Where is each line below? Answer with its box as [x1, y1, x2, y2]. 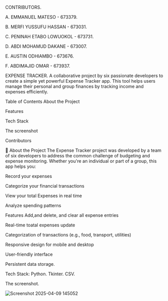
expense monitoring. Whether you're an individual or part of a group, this [5, 158, 157, 164]
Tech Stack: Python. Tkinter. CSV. [5, 271, 75, 277]
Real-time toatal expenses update [5, 222, 76, 228]
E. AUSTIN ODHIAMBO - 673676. [5, 53, 74, 59]
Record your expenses [5, 173, 52, 179]
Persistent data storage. [5, 261, 55, 267]
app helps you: [5, 163, 36, 169]
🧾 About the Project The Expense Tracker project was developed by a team [5, 147, 161, 153]
